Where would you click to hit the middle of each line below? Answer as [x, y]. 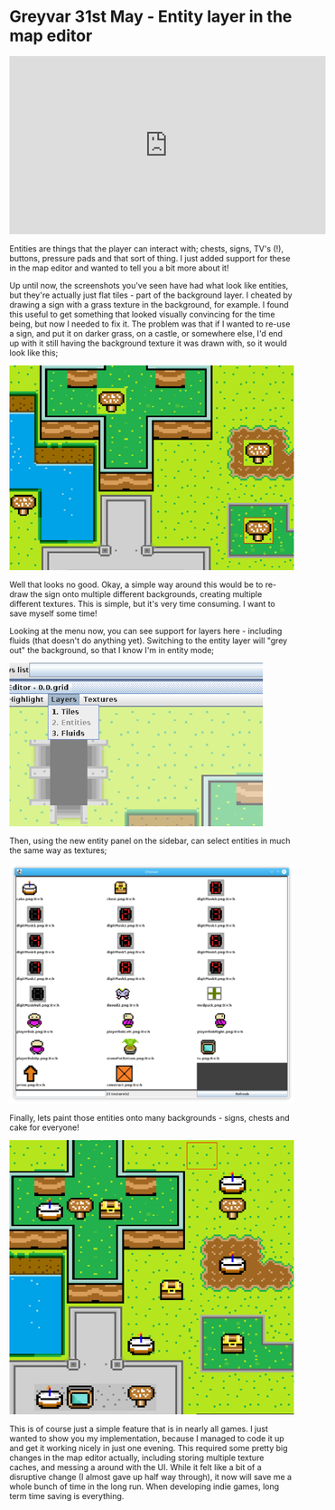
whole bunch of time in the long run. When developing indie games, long [144, 1486]
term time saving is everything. [67, 1496]
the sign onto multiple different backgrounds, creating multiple [146, 594]
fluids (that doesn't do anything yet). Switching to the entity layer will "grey [149, 641]
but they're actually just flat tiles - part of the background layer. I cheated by [151, 295]
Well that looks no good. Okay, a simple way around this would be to [136, 584]
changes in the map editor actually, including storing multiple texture [137, 1458]
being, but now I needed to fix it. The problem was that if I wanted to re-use [150, 324]
